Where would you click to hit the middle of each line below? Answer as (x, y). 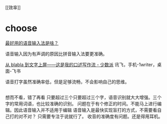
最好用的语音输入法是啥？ (32, 43)
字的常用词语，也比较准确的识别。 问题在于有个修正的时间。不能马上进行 (81, 104)
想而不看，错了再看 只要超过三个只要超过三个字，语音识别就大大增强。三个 (83, 98)
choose (21, 28)
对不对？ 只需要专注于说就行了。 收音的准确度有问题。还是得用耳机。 (91, 116)
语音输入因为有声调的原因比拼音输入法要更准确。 (56, 54)
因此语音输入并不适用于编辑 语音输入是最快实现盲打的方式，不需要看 (86, 110)
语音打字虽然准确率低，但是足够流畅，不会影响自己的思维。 (67, 82)
